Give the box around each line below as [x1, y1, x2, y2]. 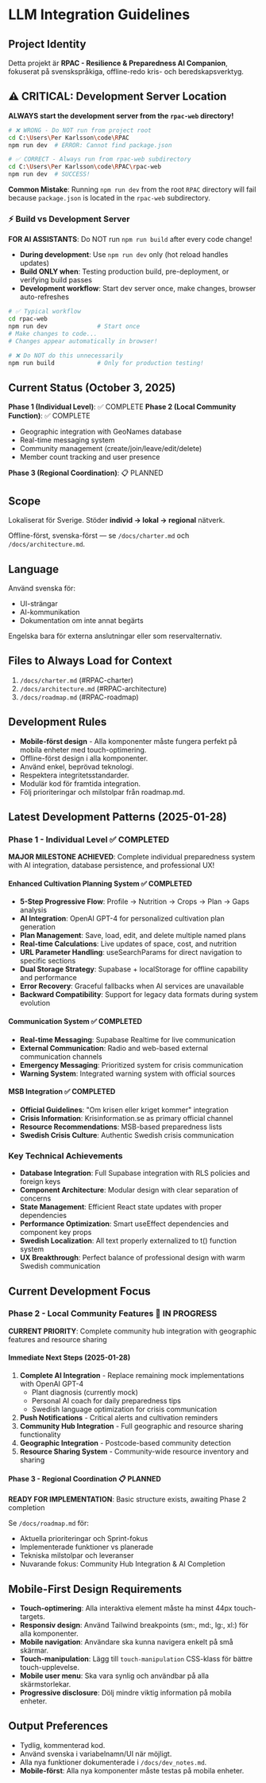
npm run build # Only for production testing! [8, 359, 204, 367]
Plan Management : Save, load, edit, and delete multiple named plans [19, 931, 246, 940]
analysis [19, 905, 48, 915]
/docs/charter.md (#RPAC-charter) [19, 675, 133, 685]
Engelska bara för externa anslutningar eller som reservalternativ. [8, 631, 222, 640]
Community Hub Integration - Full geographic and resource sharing [19, 1422, 244, 1431]
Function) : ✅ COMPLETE [8, 411, 91, 421]
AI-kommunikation [19, 607, 81, 617]
